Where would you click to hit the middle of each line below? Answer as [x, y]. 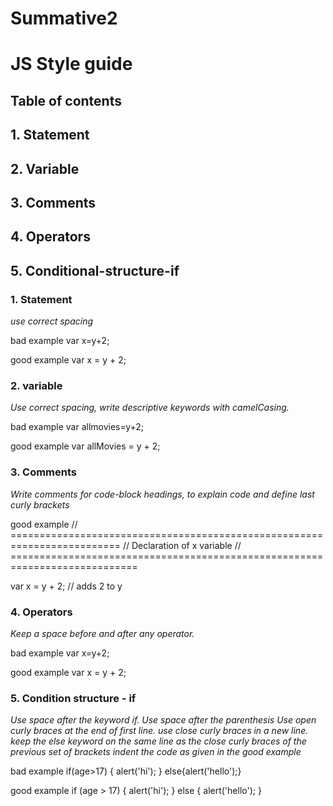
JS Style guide [71, 64]
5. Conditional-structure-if [95, 270]
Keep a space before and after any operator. [102, 633]
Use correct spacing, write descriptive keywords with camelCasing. [150, 408]
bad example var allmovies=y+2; [77, 427]
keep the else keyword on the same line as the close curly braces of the [158, 741]
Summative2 [64, 18]
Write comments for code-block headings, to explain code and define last [162, 494]
